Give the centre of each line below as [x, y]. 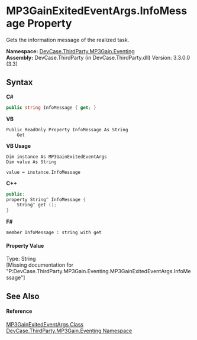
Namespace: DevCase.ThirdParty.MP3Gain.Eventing [70, 51]
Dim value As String [32, 162]
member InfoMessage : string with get [54, 233]
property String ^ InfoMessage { [46, 199]
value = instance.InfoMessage [43, 172]
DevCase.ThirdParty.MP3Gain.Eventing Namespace [69, 331]
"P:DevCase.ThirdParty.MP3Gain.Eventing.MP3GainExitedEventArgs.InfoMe [98, 271]
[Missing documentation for [40, 265]
